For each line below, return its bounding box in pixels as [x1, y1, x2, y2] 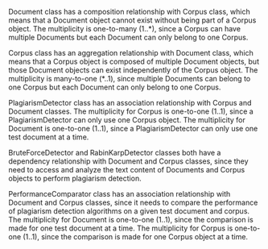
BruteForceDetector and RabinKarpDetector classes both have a [8, 148, 221, 157]
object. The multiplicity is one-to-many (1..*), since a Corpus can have [8, 24, 241, 33]
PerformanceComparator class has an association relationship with [8, 189, 231, 198]
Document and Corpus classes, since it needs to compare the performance [8, 197, 258, 207]
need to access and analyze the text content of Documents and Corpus [8, 165, 245, 174]
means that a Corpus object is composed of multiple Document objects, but [8, 56, 260, 66]
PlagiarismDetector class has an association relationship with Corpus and [8, 98, 252, 107]
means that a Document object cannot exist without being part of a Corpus [8, 15, 257, 25]
